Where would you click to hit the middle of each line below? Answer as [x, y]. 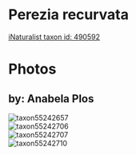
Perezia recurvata [69, 15]
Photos [32, 69]
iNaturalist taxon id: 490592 [54, 37]
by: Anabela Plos [51, 99]
